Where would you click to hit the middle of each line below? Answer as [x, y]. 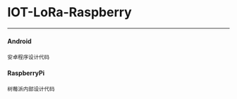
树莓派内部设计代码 [31, 89]
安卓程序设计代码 [29, 57]
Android [19, 41]
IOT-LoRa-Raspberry [69, 12]
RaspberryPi [26, 73]
